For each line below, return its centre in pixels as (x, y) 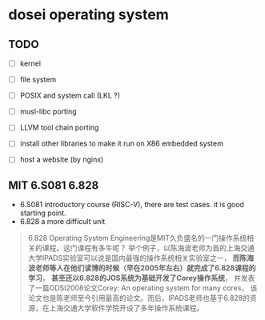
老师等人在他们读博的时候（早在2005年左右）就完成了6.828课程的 (145, 268)
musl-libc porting (48, 112)
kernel (30, 63)
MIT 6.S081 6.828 (54, 185)
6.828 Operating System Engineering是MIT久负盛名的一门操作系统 (137, 238)
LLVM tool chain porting (59, 128)
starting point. (43, 213)
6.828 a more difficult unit (62, 222)
